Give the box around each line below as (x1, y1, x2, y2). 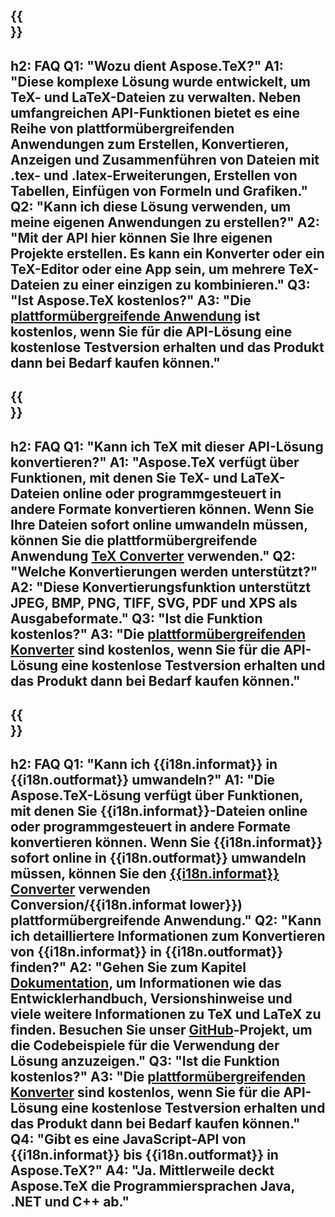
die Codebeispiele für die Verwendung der (10, 1037, 280, 1054)
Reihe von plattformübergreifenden (10, 120, 235, 137)
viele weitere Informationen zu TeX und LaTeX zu (10, 1006, 322, 1023)
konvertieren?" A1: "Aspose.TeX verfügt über (10, 454, 300, 471)
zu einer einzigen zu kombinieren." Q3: (62, 276, 311, 293)
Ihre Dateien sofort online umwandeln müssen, (10, 516, 308, 533)
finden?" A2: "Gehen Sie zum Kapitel (10, 959, 247, 976)
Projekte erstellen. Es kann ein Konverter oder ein (10, 245, 325, 262)
